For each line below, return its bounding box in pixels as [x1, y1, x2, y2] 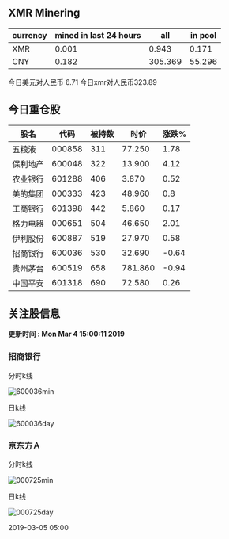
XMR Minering [8, 6, 81, 20]
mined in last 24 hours [54, 29, 141, 40]
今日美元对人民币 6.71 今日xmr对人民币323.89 [8, 77, 158, 86]
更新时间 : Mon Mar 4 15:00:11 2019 [8, 329, 125, 339]
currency [12, 29, 47, 40]
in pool [190, 29, 217, 40]
